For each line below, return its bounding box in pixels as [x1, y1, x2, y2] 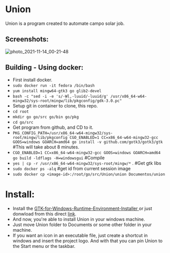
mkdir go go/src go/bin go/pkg [12, 114, 79, 120]
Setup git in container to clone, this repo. [12, 102, 98, 109]
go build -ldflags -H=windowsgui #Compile [12, 155, 105, 161]
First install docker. [12, 77, 52, 83]
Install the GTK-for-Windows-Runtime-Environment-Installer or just [12, 205, 152, 211]
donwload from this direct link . [12, 210, 77, 216]
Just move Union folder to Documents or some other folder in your [12, 222, 152, 228]
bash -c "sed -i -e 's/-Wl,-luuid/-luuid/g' [12, 94, 109, 99]
